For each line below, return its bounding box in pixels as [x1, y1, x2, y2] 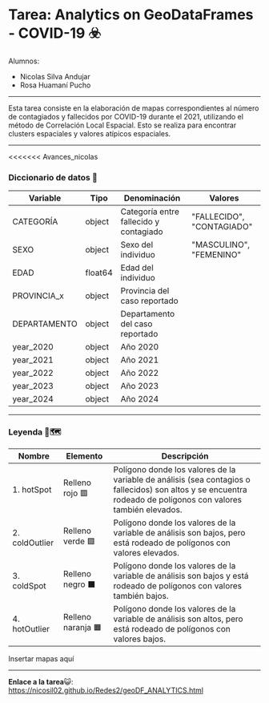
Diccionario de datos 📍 [8, 172, 98, 183]
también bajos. [113, 590, 170, 601]
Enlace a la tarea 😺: [8, 677, 74, 686]
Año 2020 [120, 341, 159, 353]
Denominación [123, 192, 181, 204]
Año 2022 [120, 367, 159, 378]
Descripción [161, 450, 209, 462]
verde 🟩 [62, 535, 95, 547]
